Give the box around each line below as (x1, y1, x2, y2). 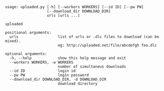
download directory (57, 81, 98, 86)
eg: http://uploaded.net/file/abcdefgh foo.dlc (57, 43, 157, 48)
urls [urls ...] (47, 13, 80, 18)
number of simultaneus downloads (57, 64, 126, 69)
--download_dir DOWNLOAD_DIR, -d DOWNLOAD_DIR (9, 77, 107, 82)
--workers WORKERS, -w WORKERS (9, 60, 74, 65)
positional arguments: (5, 30, 52, 35)
